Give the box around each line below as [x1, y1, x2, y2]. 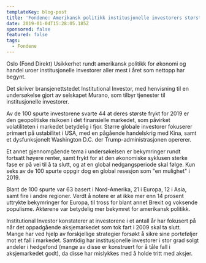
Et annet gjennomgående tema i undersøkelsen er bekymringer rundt [6, 148, 181, 155]
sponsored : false [6, 26, 51, 32]
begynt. [6, 73, 26, 80]
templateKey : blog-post [6, 9, 67, 15]
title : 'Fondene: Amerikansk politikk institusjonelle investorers [6, 15, 183, 21]
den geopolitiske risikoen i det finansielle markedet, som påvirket [6, 116, 170, 123]
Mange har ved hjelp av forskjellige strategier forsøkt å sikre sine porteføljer [6, 230, 198, 237]
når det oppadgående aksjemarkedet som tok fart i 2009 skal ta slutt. [6, 223, 181, 231]
